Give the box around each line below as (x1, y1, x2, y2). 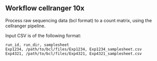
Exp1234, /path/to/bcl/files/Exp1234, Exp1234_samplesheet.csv (5, 46, 142, 52)
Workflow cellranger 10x (5, 4, 85, 13)
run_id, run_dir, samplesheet (5, 42, 70, 47)
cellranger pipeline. (5, 23, 46, 29)
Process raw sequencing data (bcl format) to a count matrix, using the (5, 17, 152, 23)
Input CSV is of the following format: (5, 32, 81, 38)
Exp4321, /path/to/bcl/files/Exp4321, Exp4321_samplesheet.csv (5, 51, 142, 56)
